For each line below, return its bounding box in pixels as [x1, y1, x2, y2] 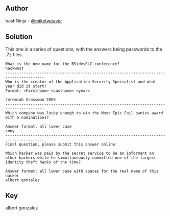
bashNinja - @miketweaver [5, 17, 62, 23]
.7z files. [5, 51, 23, 58]
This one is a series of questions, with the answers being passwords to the [5, 46, 162, 52]
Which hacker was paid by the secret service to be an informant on [5, 151, 154, 156]
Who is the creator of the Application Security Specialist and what [5, 79, 157, 84]
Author [5, 4, 28, 13]
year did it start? [5, 84, 47, 89]
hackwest [5, 66, 24, 71]
